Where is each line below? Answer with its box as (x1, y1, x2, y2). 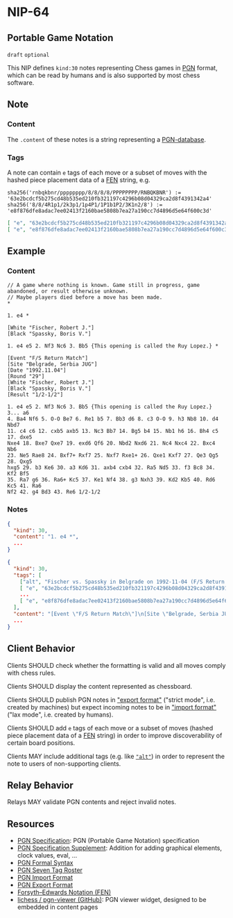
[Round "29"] (7, 373, 45, 380)
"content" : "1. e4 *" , (13, 533, 79, 541)
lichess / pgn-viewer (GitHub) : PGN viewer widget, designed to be (17, 896, 207, 904)
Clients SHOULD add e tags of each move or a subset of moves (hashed (7, 723, 214, 732)
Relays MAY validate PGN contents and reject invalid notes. (7, 798, 177, 806)
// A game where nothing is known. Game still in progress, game (7, 282, 200, 289)
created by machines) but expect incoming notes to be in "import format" (7, 703, 217, 711)
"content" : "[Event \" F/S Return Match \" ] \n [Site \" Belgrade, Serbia (13, 611, 218, 618)
